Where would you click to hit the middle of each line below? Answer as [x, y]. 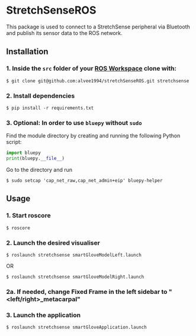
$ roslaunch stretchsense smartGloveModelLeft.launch [74, 255]
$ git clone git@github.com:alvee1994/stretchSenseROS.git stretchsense [98, 81]
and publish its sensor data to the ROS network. [64, 33]
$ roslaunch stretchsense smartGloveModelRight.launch [75, 277]
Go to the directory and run [39, 169]
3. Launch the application [44, 315]
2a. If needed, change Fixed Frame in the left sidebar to [87, 292]
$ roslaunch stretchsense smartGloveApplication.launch [76, 327]
